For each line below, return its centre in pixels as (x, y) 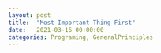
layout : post (30, 15)
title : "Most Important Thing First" (72, 23)
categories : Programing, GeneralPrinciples (81, 37)
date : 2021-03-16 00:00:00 (56, 30)
